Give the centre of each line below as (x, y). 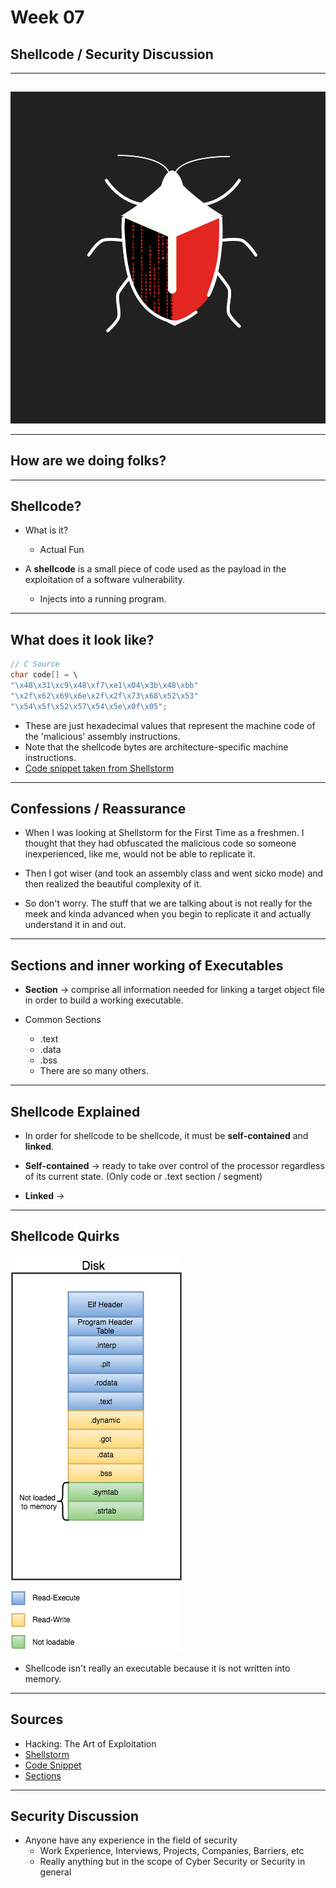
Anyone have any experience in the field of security (131, 1840)
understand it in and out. (75, 925)
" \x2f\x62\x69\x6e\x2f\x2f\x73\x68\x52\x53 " (104, 696)
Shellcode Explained (75, 1111)
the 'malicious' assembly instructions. (102, 736)
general (55, 1872)
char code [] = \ (44, 675)
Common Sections (63, 1020)
